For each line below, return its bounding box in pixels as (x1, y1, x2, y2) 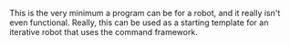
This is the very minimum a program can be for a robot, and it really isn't (9, 8, 281, 18)
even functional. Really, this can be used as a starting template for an (9, 17, 269, 28)
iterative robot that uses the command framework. (9, 27, 198, 37)
